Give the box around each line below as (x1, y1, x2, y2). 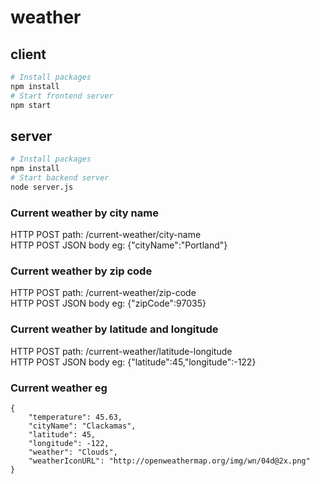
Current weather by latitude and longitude (10, 322, 219, 336)
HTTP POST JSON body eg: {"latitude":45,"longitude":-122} (10, 356, 257, 368)
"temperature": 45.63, (28, 412, 123, 422)
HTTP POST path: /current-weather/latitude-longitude (10, 345, 233, 357)
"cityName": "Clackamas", (28, 421, 137, 431)
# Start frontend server (10, 91, 114, 101)
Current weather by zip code (10, 264, 153, 278)
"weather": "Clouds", (28, 447, 118, 457)
